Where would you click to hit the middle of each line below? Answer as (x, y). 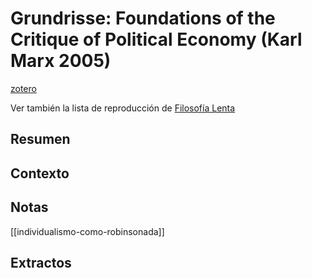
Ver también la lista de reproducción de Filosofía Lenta (123, 108)
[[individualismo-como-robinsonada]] (87, 231)
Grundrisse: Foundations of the (143, 18)
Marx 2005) (61, 61)
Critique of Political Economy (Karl (156, 39)
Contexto (40, 173)
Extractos (41, 262)
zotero (23, 88)
